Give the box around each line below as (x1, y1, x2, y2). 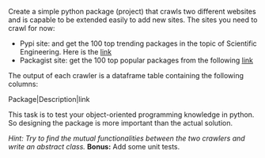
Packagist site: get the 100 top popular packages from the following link (19, 55, 253, 65)
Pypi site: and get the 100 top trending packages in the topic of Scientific (19, 39, 257, 48)
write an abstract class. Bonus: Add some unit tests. (8, 142, 180, 151)
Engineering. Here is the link (19, 47, 112, 56)
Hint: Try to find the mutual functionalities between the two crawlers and (8, 134, 245, 143)
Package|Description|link (8, 95, 90, 103)
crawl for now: (8, 24, 55, 32)
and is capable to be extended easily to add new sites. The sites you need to (8, 15, 258, 24)
